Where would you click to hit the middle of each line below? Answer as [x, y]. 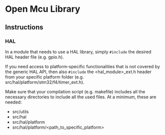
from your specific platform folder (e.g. [45, 77]
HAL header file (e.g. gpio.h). [34, 57]
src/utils [20, 111]
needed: [14, 102]
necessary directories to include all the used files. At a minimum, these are [81, 97]
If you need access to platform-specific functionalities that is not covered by [82, 66]
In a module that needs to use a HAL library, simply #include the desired [78, 52]
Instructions [24, 27]
